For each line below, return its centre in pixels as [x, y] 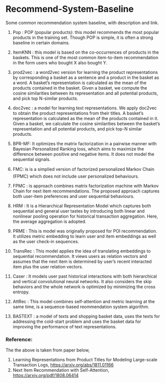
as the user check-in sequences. [46, 241]
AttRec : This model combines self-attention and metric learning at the [84, 301]
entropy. [21, 292]
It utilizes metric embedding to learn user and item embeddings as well [84, 236]
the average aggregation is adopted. [49, 221]
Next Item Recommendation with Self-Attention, [61, 370]
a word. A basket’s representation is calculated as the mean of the [80, 83]
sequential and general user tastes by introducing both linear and [79, 211]
